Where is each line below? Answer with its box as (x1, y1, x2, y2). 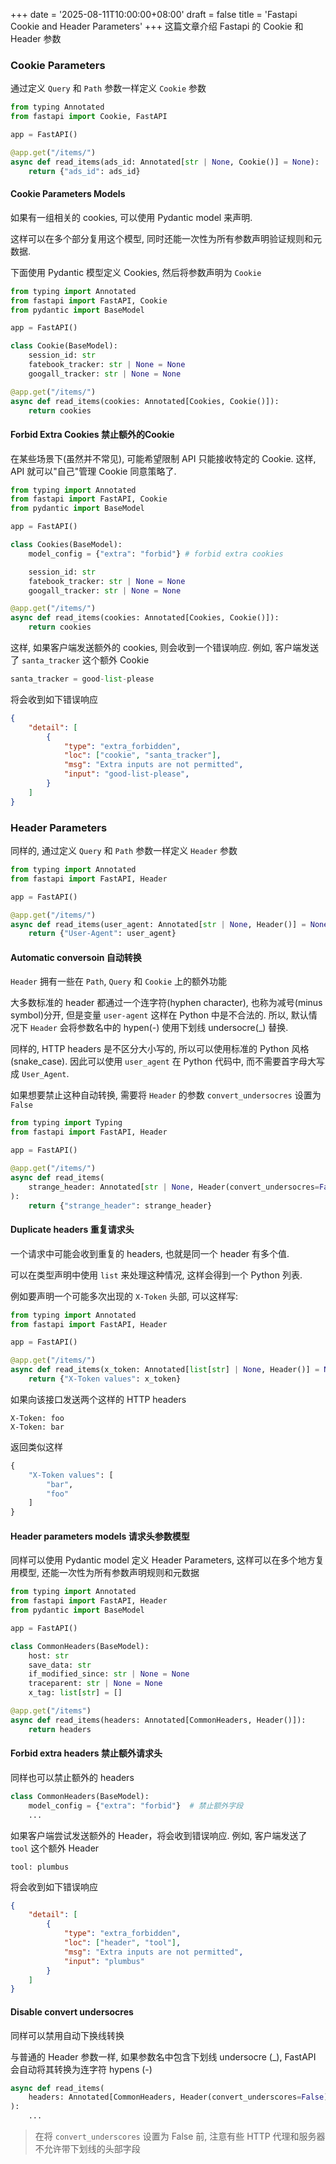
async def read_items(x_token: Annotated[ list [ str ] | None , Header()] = (10, 1365, 320, 1375)
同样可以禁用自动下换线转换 (10, 2029, 125, 2041)
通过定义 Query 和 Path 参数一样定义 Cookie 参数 (10, 82, 207, 94)
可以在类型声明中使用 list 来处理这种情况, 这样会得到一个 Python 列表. (10, 1269, 303, 1281)
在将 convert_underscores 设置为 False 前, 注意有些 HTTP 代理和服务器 (34, 2130, 326, 2143)
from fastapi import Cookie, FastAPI (10, 112, 168, 122)
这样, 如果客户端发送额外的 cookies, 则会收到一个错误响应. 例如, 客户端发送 (10, 642, 320, 654)
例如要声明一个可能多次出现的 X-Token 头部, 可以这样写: (10, 1290, 239, 1302)
